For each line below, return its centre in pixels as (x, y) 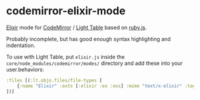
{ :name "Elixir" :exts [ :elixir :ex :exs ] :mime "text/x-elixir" (100, 86)
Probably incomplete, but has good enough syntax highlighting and (88, 39)
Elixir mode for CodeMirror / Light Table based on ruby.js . (76, 27)
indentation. (21, 45)
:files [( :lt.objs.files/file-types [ (54, 80)
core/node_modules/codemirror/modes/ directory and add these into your (94, 63)
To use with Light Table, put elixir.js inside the (65, 57)
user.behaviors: (25, 69)
